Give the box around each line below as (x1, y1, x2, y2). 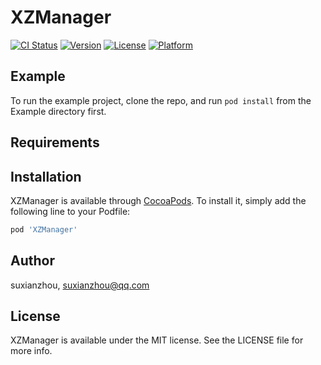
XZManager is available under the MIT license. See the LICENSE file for (10, 334, 304, 346)
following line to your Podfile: (10, 205, 131, 217)
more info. (10, 345, 53, 357)
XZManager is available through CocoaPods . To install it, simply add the (10, 194, 307, 206)
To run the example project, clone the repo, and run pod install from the (10, 94, 312, 106)
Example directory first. (10, 105, 107, 117)
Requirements (10, 134, 100, 151)
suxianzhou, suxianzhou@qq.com (10, 279, 150, 291)
